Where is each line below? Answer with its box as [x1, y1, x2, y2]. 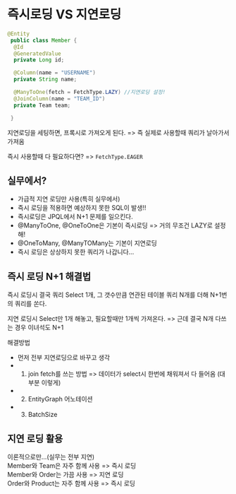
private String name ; [13, 76, 77, 83]
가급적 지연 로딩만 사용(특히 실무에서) [17, 195, 120, 204]
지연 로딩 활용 [7, 433, 63, 445]
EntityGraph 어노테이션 [27, 395, 93, 404]
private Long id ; [13, 57, 65, 64]
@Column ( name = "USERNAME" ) [13, 69, 97, 76]
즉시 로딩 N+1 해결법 [7, 270, 92, 283]
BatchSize [27, 411, 58, 419]
